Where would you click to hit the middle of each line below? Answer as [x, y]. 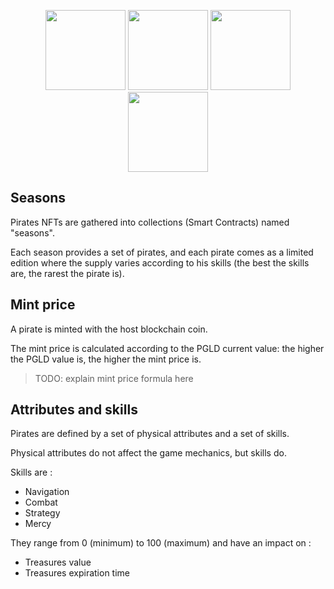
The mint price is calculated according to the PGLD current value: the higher [167, 348]
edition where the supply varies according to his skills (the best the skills [160, 262]
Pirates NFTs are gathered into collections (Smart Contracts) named [150, 222]
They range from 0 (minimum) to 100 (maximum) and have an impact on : [161, 543]
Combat [41, 502]
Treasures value [58, 562]
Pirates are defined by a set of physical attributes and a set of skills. [150, 434]
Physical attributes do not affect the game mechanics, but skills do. [148, 453]
